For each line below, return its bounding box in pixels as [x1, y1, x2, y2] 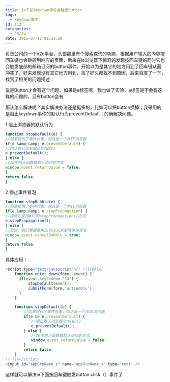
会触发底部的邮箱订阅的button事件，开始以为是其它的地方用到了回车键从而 [5, 63, 162, 69]
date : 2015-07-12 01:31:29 [5, 36, 63, 41]
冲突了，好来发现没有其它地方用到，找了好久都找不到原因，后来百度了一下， [5, 69, 166, 76]
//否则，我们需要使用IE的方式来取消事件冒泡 [5, 228, 87, 233]
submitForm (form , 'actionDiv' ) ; [27, 285, 95, 291]
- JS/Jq [10, 31, 26, 36]
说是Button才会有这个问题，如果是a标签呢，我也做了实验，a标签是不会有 [5, 87, 158, 93]
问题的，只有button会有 [14, 93, 64, 100]
